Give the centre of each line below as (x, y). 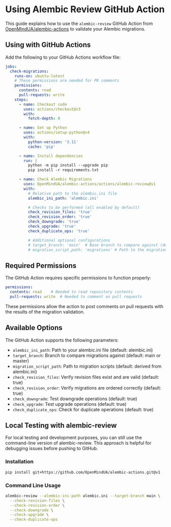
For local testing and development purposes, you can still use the (74, 438)
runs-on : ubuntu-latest (40, 76)
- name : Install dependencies (51, 156)
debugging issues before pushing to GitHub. (52, 449)
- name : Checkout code (43, 104)
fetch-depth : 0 (44, 119)
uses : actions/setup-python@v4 (57, 133)
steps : (21, 100)
